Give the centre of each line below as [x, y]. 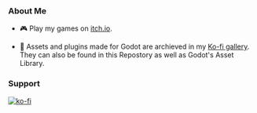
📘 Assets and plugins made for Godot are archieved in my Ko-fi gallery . [134, 47]
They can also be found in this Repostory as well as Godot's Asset [127, 55]
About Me [28, 11]
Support [24, 84]
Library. [32, 64]
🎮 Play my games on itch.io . [66, 28]
